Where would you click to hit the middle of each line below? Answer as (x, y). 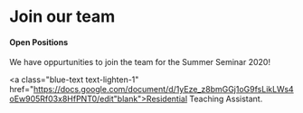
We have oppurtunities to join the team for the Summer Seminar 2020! (140, 62)
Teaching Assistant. (226, 99)
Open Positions (39, 42)
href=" (22, 89)
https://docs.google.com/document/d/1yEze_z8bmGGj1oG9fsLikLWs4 (163, 89)
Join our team (62, 17)
